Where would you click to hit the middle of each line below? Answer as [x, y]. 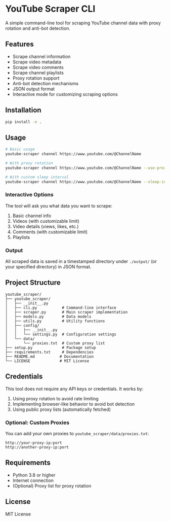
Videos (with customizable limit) [46, 221]
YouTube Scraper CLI [50, 9]
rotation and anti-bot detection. [38, 28]
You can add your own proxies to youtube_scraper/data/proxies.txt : [77, 434]
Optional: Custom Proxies [37, 423]
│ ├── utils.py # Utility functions [55, 321]
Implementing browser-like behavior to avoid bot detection [74, 404]
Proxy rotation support [36, 78]
